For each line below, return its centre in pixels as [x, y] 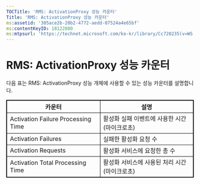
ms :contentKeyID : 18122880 [40, 28]
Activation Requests [38, 151]
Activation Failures [36, 139]
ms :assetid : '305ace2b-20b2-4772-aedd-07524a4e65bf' [73, 23]
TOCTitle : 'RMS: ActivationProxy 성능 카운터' [62, 12]
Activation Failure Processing [51, 119]
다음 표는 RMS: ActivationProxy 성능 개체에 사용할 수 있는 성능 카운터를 [90, 83]
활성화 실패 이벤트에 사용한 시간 [145, 119]
